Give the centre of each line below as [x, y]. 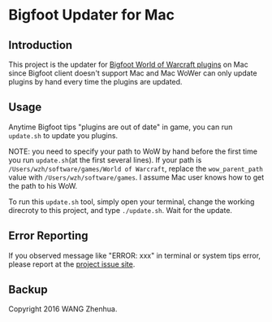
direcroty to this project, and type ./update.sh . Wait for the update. [121, 210]
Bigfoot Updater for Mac [91, 15]
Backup [28, 290]
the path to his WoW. [43, 185]
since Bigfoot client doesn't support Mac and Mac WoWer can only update [133, 73]
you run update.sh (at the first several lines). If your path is [105, 159]
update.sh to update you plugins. [63, 135]
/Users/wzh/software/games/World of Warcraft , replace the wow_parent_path [136, 168]
